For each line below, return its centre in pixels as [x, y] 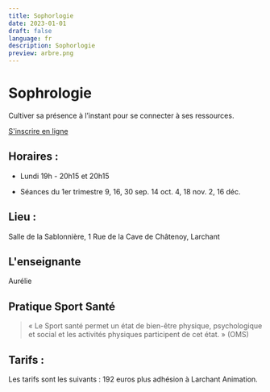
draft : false [30, 31]
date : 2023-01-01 [37, 23]
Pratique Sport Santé [62, 306]
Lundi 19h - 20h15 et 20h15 [64, 176]
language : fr [30, 38]
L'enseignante [45, 262]
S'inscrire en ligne [38, 131]
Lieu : [23, 217]
